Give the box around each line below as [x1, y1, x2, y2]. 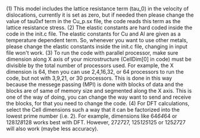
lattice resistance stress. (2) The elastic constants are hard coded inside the [6, 24, 192, 31]
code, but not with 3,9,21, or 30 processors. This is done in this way [6, 74, 173, 81]
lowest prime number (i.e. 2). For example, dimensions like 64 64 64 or [6, 112, 177, 120]
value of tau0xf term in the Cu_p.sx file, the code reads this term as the [6, 18, 181, 24]
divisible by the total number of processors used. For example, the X [6, 62, 174, 69]
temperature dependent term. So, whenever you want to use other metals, [6, 37, 188, 43]
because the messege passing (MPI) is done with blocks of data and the [6, 81, 183, 88]
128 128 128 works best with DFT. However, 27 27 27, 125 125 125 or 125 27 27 [6, 119, 186, 126]
